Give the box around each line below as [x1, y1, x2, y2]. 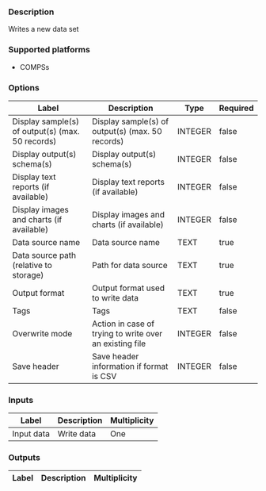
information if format [92, 360, 169, 371]
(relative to [12, 259, 53, 270]
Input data [12, 428, 50, 439]
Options [8, 82, 40, 93]
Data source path [12, 249, 77, 260]
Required [218, 102, 254, 113]
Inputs [8, 394, 34, 405]
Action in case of [92, 318, 155, 329]
